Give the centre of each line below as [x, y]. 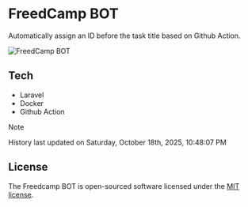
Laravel [32, 95]
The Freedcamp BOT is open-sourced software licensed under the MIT [124, 186]
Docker [32, 103]
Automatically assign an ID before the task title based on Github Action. [124, 36]
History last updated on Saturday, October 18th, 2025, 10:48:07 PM [118, 142]
